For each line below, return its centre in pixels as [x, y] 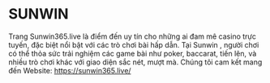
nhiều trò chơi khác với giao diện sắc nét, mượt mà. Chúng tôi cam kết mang [135, 62]
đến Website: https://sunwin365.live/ [70, 70]
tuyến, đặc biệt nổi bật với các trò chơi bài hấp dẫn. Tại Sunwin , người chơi [134, 44]
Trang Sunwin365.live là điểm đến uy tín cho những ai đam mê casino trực [133, 36]
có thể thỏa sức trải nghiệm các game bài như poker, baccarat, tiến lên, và [133, 53]
